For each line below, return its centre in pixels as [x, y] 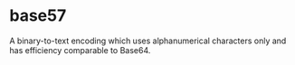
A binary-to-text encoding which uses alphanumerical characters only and [148, 41]
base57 [38, 16]
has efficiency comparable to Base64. [80, 50]
